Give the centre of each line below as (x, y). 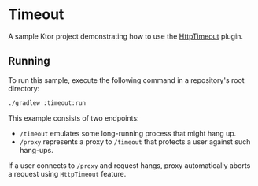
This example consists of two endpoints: (74, 118)
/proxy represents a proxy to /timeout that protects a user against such (135, 141)
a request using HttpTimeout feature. (67, 173)
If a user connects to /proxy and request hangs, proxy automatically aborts (129, 165)
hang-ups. (36, 150)
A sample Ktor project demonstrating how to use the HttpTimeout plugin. (126, 36)
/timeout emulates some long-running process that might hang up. (128, 133)
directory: (24, 88)
